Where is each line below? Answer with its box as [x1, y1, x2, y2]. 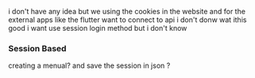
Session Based [8, 43, 67, 54]
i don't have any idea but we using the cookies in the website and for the [8, 7, 246, 16]
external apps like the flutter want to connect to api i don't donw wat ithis [8, 15, 247, 24]
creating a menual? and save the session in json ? [8, 61, 171, 70]
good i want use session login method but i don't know [8, 24, 187, 32]
